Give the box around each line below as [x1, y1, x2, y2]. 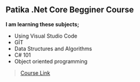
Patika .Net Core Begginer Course [5, 5, 134, 15]
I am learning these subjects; [5, 20, 80, 28]
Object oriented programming [14, 57, 88, 65]
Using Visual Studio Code [14, 32, 78, 40]
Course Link [20, 69, 50, 77]
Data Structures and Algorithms [14, 45, 92, 52]
